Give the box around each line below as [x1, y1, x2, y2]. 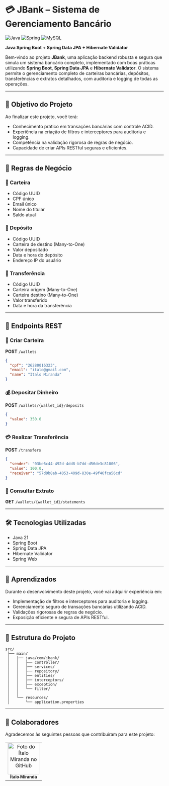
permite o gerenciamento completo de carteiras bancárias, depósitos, [5, 70, 150, 76]
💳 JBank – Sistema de [5, 4, 100, 16]
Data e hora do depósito [12, 252, 63, 258]
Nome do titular [12, 207, 45, 213]
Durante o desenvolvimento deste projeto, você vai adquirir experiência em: [5, 588, 162, 594]
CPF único [12, 196, 34, 202]
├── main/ [7, 651, 28, 656]
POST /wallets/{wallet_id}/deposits [5, 402, 84, 408]
